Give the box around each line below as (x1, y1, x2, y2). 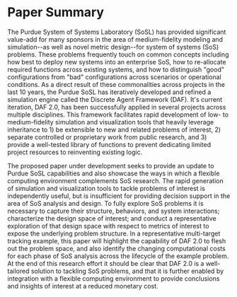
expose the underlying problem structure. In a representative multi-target (7, 229, 221, 238)
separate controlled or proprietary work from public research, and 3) (7, 132, 207, 141)
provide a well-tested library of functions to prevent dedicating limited (7, 140, 212, 148)
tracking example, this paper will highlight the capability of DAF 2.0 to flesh (7, 236, 226, 245)
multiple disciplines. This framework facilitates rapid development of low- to (7, 110, 229, 119)
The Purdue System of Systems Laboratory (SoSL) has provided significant (7, 28, 226, 36)
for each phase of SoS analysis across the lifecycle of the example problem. (7, 252, 229, 260)
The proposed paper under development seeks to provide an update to (7, 161, 214, 170)
